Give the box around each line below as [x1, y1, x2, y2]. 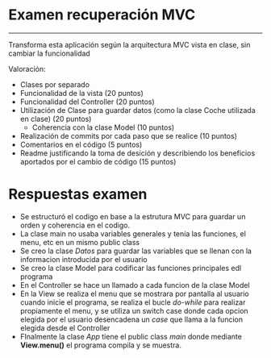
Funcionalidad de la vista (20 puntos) [19, 88, 144, 98]
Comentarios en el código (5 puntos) [19, 139, 143, 149]
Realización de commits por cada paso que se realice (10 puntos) [19, 131, 238, 140]
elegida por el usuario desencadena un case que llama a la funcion [19, 314, 244, 324]
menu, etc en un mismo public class [19, 237, 140, 247]
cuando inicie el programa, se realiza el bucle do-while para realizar [19, 297, 246, 307]
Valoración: [8, 64, 46, 73]
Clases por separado [19, 79, 90, 89]
